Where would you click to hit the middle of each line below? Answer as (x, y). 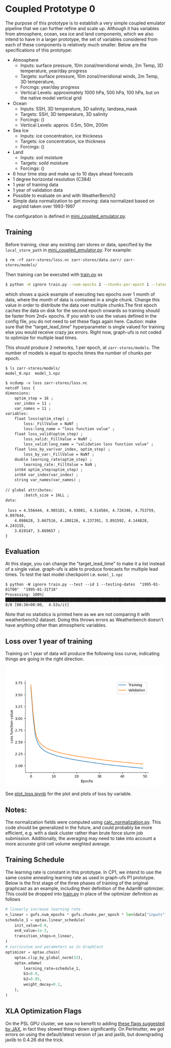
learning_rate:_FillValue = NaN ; (60, 465)
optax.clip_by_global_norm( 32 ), (49, 957)
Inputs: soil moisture (41, 157)
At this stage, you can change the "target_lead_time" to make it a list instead (85, 564)
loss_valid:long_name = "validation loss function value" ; (89, 444)
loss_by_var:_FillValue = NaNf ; (59, 454)
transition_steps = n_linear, (44, 936)
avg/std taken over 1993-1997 (44, 206)
